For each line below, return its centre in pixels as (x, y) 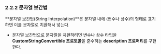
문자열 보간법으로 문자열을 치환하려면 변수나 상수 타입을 (64, 35)
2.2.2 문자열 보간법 (26, 7)
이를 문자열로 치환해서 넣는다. (42, 25)
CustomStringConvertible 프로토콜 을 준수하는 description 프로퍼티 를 (80, 41)
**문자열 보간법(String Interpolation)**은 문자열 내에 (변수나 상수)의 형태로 (76, 19)
